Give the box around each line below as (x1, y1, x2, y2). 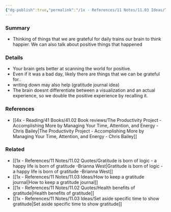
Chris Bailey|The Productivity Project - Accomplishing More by (12, 128, 144, 134)
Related (5, 146, 25, 153)
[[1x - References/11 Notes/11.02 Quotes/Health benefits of (12, 184, 135, 191)
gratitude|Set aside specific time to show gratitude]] (12, 201, 122, 207)
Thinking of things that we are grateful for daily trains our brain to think (12, 36, 161, 42)
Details (5, 54, 23, 61)
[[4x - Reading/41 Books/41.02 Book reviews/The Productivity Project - (12, 117, 162, 123)
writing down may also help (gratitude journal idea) (12, 82, 120, 88)
